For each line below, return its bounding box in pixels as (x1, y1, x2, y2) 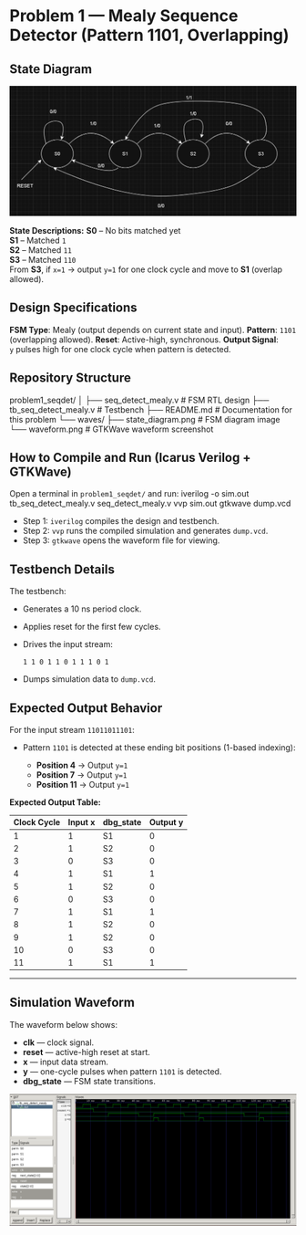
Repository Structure (9, 371, 132, 386)
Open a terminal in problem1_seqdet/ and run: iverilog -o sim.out (9, 488, 250, 499)
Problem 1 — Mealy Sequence (9, 5, 239, 26)
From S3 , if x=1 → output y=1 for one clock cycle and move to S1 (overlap (9, 264, 283, 275)
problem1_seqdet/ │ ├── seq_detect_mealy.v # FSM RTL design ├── (9, 394, 270, 405)
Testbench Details (9, 561, 116, 577)
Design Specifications (9, 300, 138, 316)
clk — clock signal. (22, 1037, 95, 1048)
